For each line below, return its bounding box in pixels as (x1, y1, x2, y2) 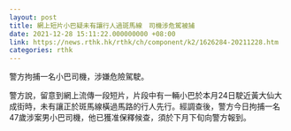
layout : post (9, 12, 57, 22)
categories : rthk (9, 46, 73, 55)
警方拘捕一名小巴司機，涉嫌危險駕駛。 (9, 72, 149, 82)
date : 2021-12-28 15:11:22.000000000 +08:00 (9, 29, 176, 38)
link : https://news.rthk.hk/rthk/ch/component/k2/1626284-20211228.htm (9, 37, 279, 47)
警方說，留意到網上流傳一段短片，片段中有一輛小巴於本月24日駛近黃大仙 (9, 90, 275, 101)
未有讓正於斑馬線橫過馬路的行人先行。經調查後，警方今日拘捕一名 (39, 101, 280, 112)
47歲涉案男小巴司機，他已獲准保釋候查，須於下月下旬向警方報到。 (9, 112, 251, 123)
